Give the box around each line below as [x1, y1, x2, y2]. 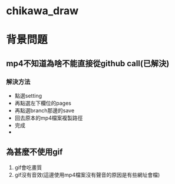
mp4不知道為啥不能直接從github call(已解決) [6, 58, 170, 69]
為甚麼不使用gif [6, 147, 63, 157]
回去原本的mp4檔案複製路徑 [14, 114, 83, 122]
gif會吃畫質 [14, 164, 42, 171]
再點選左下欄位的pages [14, 99, 72, 107]
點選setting [14, 92, 42, 99]
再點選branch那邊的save [14, 107, 75, 114]
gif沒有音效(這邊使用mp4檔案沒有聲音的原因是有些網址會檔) [14, 171, 160, 178]
